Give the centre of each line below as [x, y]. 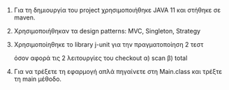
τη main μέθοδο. [37, 79]
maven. [24, 17]
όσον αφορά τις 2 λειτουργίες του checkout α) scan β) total [101, 58]
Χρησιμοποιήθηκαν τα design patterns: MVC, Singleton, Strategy [107, 31]
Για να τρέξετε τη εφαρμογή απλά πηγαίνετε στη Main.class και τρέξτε [118, 72]
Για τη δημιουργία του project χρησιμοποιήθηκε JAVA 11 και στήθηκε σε [117, 10]
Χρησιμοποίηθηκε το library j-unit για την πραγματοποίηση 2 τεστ [109, 44]
